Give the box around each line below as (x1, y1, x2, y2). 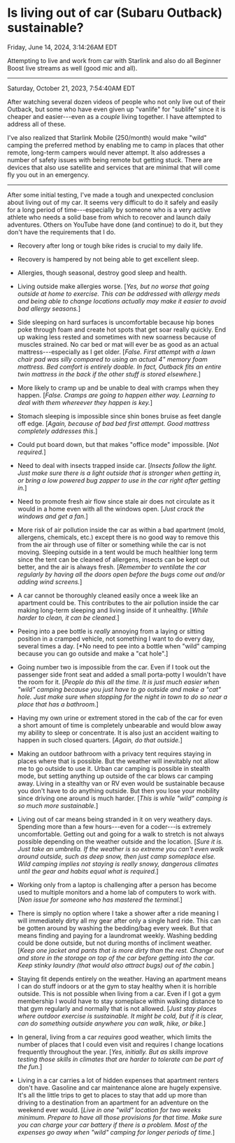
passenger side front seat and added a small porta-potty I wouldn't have (17, 670, 227, 679)
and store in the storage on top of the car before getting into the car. (17, 953, 215, 962)
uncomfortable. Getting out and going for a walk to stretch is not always (17, 830, 225, 838)
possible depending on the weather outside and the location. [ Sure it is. (17, 837, 224, 846)
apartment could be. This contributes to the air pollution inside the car (17, 598, 219, 606)
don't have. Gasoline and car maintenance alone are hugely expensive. (17, 1083, 222, 1092)
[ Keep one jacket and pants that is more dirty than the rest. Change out (17, 946, 225, 954)
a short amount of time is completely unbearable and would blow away (17, 720, 222, 729)
